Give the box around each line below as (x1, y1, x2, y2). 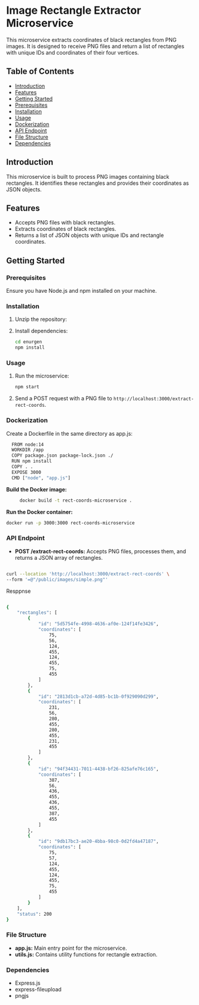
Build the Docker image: (6, 485, 67, 493)
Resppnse (6, 587, 31, 595)
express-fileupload (14, 985, 62, 993)
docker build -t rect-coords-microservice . (19, 497, 133, 503)
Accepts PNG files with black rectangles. (14, 219, 115, 226)
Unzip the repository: (14, 316, 68, 323)
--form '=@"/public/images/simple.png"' (6, 577, 109, 583)
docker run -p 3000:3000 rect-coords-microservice (6, 520, 135, 526)
